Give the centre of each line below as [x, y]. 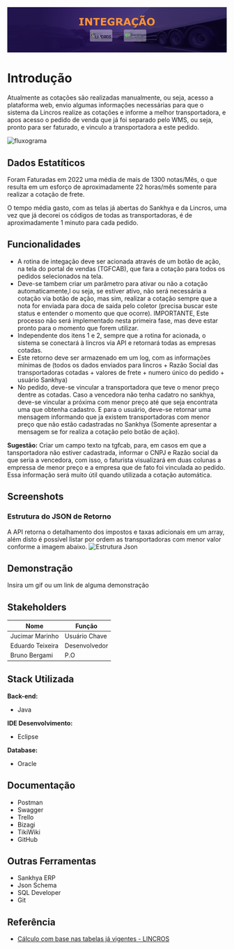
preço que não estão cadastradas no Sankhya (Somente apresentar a [117, 424]
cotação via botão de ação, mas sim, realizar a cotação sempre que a [117, 298]
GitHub [28, 839]
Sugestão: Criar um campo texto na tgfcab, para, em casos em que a [107, 445]
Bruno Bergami [32, 655]
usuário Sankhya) [42, 380]
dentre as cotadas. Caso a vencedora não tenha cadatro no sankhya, [116, 394]
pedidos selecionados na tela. [60, 276]
